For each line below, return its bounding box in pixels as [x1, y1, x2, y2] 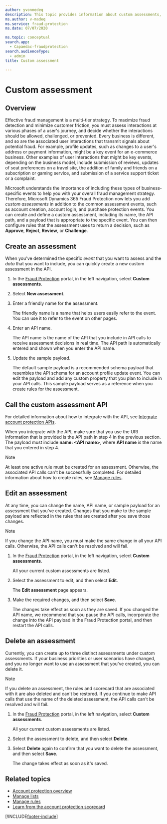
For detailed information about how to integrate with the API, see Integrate [5, 414, 158, 420]
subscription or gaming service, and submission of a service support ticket [5, 170, 159, 176]
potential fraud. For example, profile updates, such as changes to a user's [5, 143, 157, 150]
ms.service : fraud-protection [5, 21, 68, 26]
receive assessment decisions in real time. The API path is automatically [12, 340, 161, 346]
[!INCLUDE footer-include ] [5, 814, 58, 820]
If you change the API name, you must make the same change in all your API [5, 538, 162, 544]
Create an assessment [5, 242, 76, 250]
